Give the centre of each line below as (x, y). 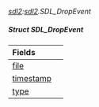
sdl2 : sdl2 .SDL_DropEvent (49, 11)
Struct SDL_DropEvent (46, 29)
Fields (24, 52)
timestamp (32, 78)
